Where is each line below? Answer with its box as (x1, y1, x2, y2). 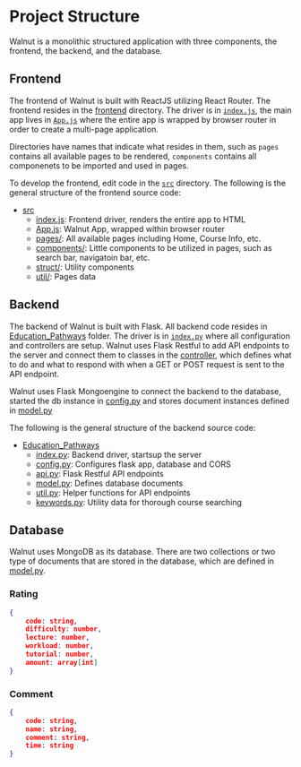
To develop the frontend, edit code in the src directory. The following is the (9, 177, 287, 188)
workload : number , (25, 642, 94, 651)
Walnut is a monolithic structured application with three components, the (9, 36, 278, 47)
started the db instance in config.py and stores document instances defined (9, 395, 289, 406)
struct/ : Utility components (35, 262, 134, 272)
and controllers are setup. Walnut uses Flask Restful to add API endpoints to (9, 340, 289, 350)
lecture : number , (25, 633, 90, 642)
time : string (25, 741, 74, 750)
